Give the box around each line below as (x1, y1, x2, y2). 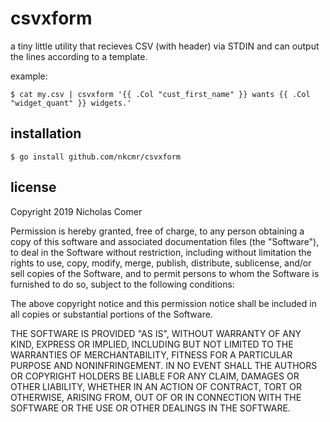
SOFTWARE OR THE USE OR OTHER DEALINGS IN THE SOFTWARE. (10, 402, 291, 414)
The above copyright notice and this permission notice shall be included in (10, 297, 317, 309)
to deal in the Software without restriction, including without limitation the (10, 246, 312, 258)
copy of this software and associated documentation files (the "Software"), (10, 235, 320, 247)
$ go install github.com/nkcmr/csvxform (10, 152, 182, 162)
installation (10, 125, 82, 142)
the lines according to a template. (10, 50, 148, 62)
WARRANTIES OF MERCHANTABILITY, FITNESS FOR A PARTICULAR (10, 348, 293, 361)
